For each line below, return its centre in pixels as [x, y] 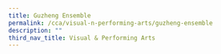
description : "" [35, 30]
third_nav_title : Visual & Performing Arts [82, 38]
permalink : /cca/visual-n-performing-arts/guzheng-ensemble [111, 23]
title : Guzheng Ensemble [50, 15]
